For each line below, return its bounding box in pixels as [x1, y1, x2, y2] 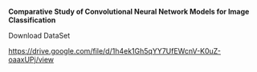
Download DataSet [8, 31, 71, 40]
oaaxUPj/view [8, 55, 55, 64]
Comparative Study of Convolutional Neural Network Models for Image [8, 7, 250, 16]
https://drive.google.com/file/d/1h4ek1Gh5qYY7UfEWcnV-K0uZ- [8, 46, 222, 55]
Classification [8, 15, 56, 25]
